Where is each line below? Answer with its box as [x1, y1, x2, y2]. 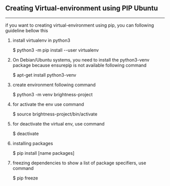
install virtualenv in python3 [12, 37, 71, 43]
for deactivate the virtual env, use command [12, 120, 105, 127]
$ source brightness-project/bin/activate [12, 111, 98, 117]
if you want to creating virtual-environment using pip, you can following [5, 22, 154, 28]
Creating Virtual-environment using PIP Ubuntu [5, 4, 158, 13]
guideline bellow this [5, 27, 48, 33]
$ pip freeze [12, 175, 38, 181]
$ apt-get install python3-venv [12, 72, 77, 78]
